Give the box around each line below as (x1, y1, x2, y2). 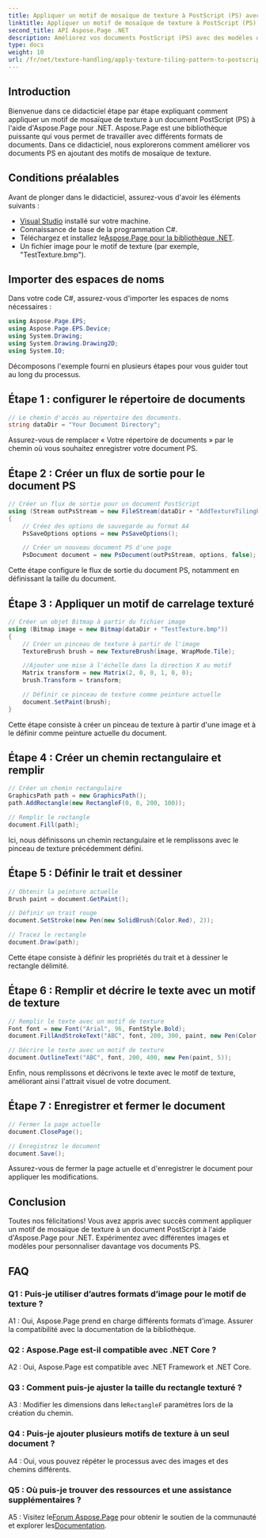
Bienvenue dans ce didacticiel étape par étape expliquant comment (8, 106, 228, 116)
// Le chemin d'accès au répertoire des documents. (8, 414, 182, 422)
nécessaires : (8, 302, 52, 311)
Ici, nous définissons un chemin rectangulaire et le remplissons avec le (8, 835, 239, 845)
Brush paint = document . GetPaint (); (8, 895, 129, 903)
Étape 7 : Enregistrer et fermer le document (8, 1099, 226, 1113)
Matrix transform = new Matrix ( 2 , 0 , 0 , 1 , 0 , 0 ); (22, 669, 193, 677)
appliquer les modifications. (8, 1172, 99, 1181)
